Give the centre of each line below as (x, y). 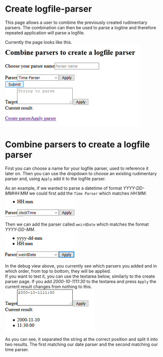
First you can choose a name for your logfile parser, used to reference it (77, 168)
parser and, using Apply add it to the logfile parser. (55, 178)
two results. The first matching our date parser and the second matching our (81, 344)
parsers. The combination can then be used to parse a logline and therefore (81, 27)
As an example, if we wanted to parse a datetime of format (64, 188)
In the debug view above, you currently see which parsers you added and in (81, 266)
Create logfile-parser (49, 9)
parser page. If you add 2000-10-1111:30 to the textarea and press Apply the (81, 281)
